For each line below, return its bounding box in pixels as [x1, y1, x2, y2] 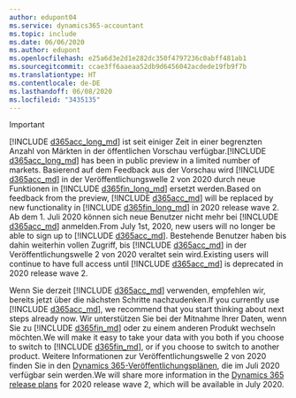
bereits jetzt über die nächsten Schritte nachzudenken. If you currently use [9, 295, 280, 305]
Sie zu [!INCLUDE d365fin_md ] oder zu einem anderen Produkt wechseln [9, 323, 276, 333]
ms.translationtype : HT [9, 71, 97, 80]
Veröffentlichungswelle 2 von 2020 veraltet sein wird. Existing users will [9, 249, 269, 260]
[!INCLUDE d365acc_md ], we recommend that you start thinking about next [9, 304, 285, 315]
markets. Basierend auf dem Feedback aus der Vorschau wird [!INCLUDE [9, 165, 276, 175]
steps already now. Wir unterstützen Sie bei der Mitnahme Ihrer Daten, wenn [9, 313, 287, 324]
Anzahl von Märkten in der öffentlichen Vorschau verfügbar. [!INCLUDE [9, 146, 267, 157]
